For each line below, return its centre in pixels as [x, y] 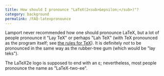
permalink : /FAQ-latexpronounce [38, 19]
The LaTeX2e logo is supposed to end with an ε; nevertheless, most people [81, 63]
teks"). [12, 53]
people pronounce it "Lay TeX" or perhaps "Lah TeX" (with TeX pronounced [82, 38]
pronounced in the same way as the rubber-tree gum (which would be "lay [80, 48]
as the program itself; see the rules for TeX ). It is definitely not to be [73, 43]
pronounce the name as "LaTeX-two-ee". [46, 68]
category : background [27, 14]
